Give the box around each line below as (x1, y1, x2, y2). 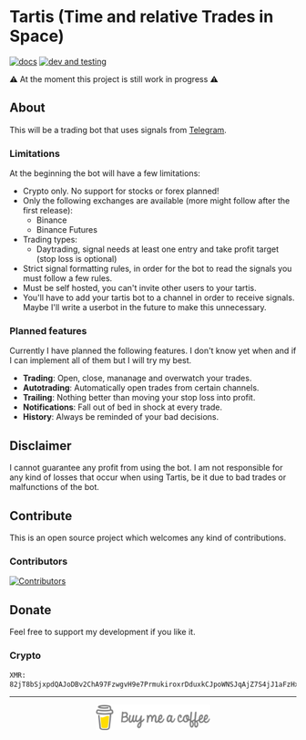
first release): (22, 205, 73, 216)
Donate (9, 602, 52, 618)
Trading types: (22, 235, 77, 245)
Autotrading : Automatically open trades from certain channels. (22, 382, 260, 393)
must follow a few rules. (22, 273, 113, 284)
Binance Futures (36, 224, 98, 235)
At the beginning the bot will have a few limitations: (9, 168, 200, 179)
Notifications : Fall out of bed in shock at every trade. (22, 401, 223, 412)
